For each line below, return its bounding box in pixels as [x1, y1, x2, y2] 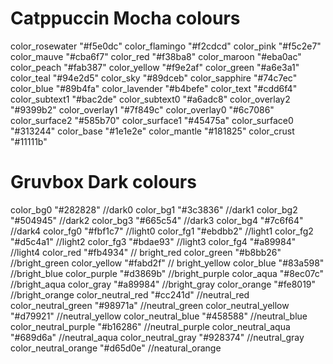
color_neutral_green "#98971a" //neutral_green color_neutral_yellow [10, 299, 290, 311]
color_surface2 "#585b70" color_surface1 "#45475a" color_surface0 [10, 114, 294, 126]
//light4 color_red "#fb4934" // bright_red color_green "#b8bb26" [10, 246, 282, 258]
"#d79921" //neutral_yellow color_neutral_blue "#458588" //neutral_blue [10, 310, 308, 322]
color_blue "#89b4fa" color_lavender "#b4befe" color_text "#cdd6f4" [10, 82, 298, 94]
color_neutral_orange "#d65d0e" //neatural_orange [10, 342, 222, 354]
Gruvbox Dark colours [10, 171, 197, 194]
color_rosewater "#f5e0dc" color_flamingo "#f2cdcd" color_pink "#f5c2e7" [10, 40, 322, 52]
